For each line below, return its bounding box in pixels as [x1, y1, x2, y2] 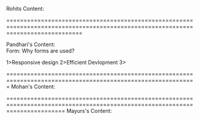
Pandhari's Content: [6, 41, 56, 48]
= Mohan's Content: [6, 83, 56, 90]
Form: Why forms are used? [6, 47, 75, 54]
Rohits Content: [6, 5, 45, 12]
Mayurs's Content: [66, 107, 112, 114]
